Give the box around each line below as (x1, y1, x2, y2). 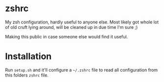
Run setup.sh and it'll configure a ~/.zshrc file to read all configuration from (5, 67, 158, 73)
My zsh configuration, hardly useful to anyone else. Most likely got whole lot (5, 19, 159, 25)
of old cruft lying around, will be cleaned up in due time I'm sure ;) (5, 24, 138, 30)
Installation (5, 51, 52, 62)
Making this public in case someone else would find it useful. (5, 34, 128, 40)
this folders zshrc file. (5, 72, 49, 78)
